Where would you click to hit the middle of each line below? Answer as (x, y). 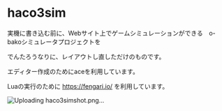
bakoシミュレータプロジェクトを (54, 42)
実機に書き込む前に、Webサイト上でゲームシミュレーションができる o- (111, 33)
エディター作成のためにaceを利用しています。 (73, 71)
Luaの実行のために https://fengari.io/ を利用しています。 (88, 86)
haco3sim (37, 13)
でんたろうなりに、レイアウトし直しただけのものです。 (86, 57)
